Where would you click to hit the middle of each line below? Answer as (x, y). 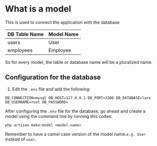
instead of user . (21, 139)
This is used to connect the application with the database (62, 22)
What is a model (38, 9)
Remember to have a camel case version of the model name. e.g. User (76, 134)
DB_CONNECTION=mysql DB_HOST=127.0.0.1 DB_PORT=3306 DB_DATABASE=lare (78, 98)
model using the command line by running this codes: (59, 116)
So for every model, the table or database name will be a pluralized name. (79, 62)
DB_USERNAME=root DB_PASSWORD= (37, 102)
